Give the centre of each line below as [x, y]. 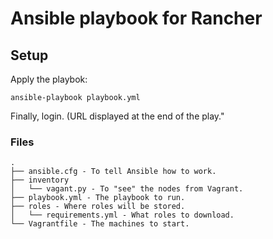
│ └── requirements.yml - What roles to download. [122, 215]
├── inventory [40, 180]
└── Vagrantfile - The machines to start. [100, 224]
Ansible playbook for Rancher [136, 18]
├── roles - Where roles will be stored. [98, 207]
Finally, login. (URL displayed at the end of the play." [117, 116]
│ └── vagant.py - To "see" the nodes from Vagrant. [127, 189]
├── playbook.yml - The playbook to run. [98, 198]
